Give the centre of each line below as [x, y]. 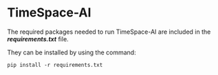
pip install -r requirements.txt [55, 65]
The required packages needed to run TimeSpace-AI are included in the [109, 32]
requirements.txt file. [38, 39]
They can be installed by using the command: [72, 52]
